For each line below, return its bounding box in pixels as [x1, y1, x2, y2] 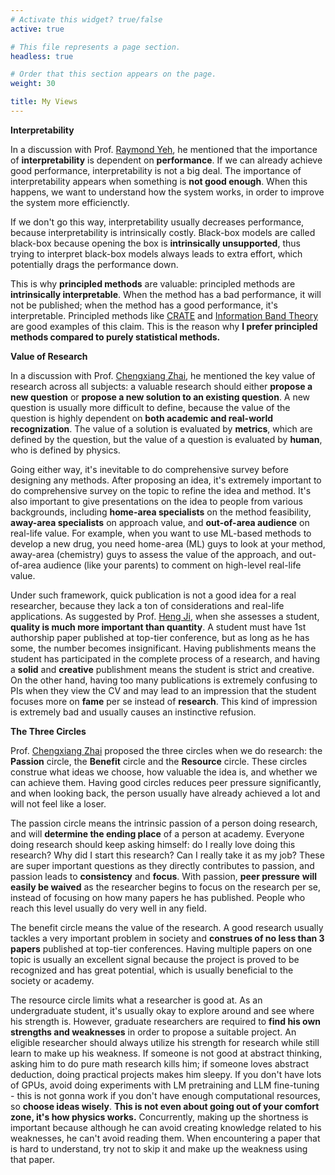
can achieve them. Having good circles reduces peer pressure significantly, [10, 776, 322, 788]
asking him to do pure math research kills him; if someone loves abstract [10, 1057, 310, 1070]
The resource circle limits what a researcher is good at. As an [10, 994, 263, 1006]
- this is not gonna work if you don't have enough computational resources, [10, 1089, 321, 1101]
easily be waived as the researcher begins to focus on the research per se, [10, 881, 321, 893]
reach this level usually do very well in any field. [10, 902, 207, 914]
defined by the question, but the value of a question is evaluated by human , [10, 433, 323, 445]
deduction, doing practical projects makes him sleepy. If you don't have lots [10, 1068, 322, 1080]
